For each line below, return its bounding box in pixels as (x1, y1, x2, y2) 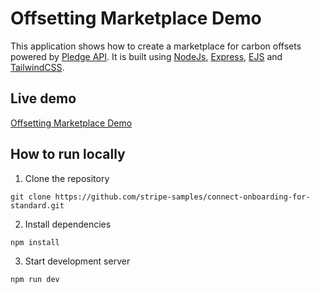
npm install (10, 237, 60, 247)
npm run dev (10, 274, 60, 284)
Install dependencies (24, 218, 112, 230)
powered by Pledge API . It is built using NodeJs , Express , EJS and (10, 50, 283, 62)
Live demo (10, 90, 77, 107)
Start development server (24, 255, 131, 267)
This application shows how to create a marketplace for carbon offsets (10, 40, 302, 52)
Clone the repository (24, 172, 110, 184)
